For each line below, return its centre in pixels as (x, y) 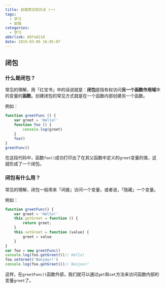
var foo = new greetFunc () (33, 251)
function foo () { (33, 125)
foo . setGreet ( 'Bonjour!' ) (32, 260)
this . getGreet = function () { (46, 219)
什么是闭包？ (20, 78)
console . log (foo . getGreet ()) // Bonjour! (47, 264)
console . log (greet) (43, 129)
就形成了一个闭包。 (25, 164)
